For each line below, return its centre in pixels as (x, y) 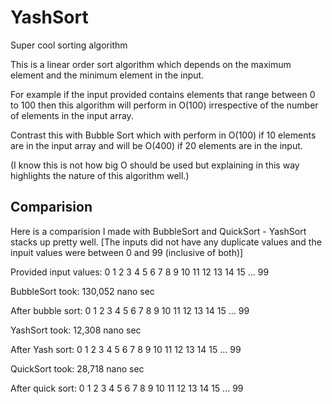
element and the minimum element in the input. (107, 75)
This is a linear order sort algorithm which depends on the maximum (151, 64)
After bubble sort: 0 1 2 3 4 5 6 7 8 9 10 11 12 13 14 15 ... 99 (130, 310)
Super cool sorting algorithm (69, 45)
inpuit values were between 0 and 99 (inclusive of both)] (127, 252)
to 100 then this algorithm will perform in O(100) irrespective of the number (164, 105)
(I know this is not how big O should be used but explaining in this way (155, 165)
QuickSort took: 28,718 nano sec (77, 368)
